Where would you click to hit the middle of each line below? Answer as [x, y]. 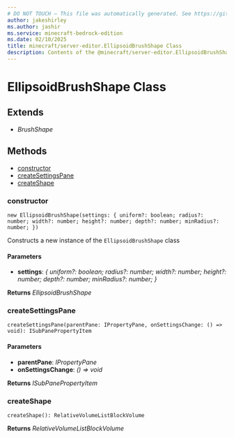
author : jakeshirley [37, 20]
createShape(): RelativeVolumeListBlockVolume [76, 415]
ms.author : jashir [34, 26]
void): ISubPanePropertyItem [49, 331]
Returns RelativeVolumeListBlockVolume [65, 428]
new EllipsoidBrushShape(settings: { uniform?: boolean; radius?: [106, 215]
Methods [27, 151]
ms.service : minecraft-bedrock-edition [65, 33]
